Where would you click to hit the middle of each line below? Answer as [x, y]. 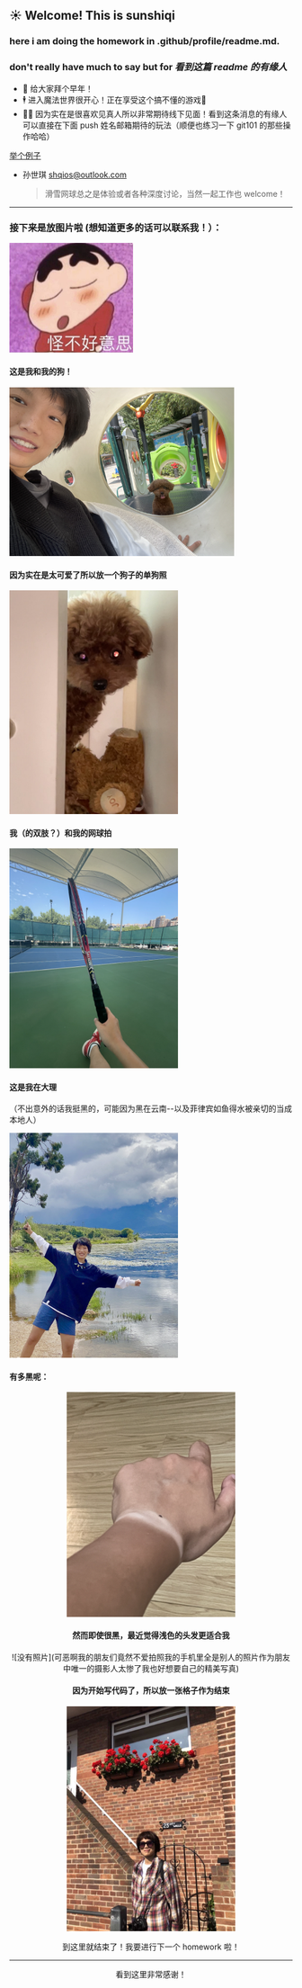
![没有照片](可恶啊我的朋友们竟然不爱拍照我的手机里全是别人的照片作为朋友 [151, 1657]
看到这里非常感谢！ [151, 1975]
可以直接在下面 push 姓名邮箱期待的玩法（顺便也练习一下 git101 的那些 [152, 125]
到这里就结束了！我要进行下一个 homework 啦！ [151, 1947]
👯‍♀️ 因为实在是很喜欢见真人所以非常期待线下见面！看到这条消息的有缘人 [155, 113]
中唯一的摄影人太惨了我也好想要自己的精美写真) [151, 1668]
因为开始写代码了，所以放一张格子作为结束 [151, 1690]
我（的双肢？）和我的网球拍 [61, 833]
